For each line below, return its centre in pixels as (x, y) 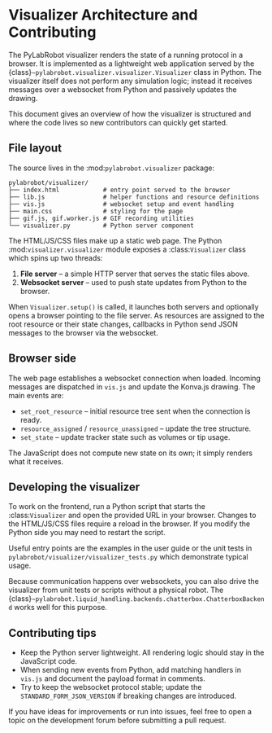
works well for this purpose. (61, 608)
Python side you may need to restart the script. (87, 533)
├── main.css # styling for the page (96, 211)
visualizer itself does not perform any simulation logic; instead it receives (130, 81)
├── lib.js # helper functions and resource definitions (134, 197)
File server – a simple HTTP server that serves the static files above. (135, 274)
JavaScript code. (49, 661)
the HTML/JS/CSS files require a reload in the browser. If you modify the (129, 524)
